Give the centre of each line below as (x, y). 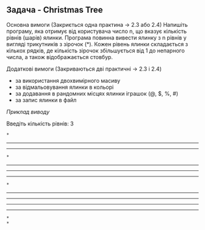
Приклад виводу (28, 111)
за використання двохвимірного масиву (68, 80)
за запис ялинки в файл (46, 100)
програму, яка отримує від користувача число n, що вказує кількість (97, 31)
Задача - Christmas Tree (55, 10)
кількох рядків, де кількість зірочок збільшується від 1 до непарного (95, 51)
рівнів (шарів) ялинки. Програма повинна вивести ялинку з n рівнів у (97, 37)
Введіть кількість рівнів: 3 (40, 124)
